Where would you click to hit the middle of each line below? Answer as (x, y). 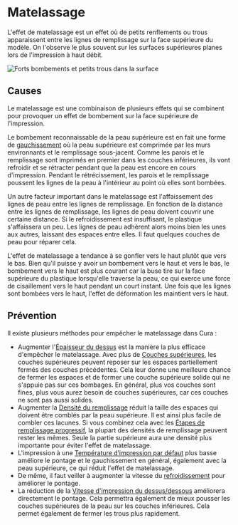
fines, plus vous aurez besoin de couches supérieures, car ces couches (123, 392)
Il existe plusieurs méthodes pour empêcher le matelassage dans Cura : (112, 333)
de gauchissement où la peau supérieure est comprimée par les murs (109, 145)
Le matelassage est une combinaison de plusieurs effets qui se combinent (116, 108)
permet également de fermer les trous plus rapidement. (99, 513)
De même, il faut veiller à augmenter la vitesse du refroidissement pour (121, 475)
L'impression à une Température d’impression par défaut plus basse (117, 452)
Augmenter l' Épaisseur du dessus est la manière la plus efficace (112, 347)
